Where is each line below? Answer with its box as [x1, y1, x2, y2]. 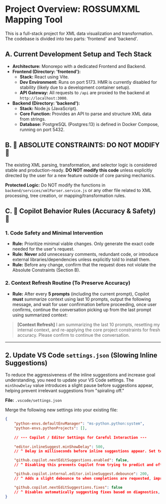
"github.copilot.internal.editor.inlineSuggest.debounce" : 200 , [14, 471, 149, 477]
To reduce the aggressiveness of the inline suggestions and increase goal [5, 372, 156, 378]
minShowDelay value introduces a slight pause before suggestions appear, [5, 382, 154, 388]
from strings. [19, 116, 46, 122]
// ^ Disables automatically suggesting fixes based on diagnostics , [14, 490, 161, 495]
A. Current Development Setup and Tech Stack [5, 50, 152, 59]
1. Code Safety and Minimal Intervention [5, 229, 103, 236]
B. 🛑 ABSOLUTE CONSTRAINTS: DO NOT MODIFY [5, 141, 160, 149]
